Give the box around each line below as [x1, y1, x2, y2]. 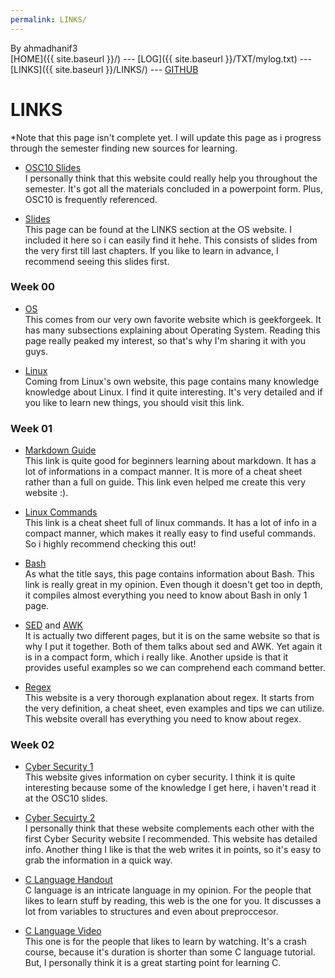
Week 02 [10, 738, 55, 752]
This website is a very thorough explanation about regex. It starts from [24, 692, 315, 704]
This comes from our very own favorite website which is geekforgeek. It [24, 313, 322, 325]
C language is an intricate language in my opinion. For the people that [24, 884, 312, 896]
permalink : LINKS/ [10, 14, 87, 25]
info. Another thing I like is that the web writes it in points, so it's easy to [24, 844, 322, 856]
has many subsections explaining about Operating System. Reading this [24, 324, 321, 336]
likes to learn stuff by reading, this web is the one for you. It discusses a [24, 895, 322, 907]
